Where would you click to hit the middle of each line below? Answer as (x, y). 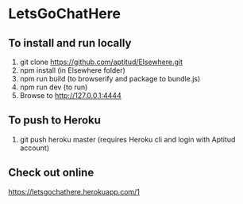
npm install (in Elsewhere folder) (72, 70)
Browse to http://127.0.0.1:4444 (70, 95)
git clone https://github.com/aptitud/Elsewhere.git (101, 62)
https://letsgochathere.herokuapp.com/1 (74, 191)
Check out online (51, 173)
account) (35, 148)
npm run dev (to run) (54, 87)
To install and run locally (70, 43)
